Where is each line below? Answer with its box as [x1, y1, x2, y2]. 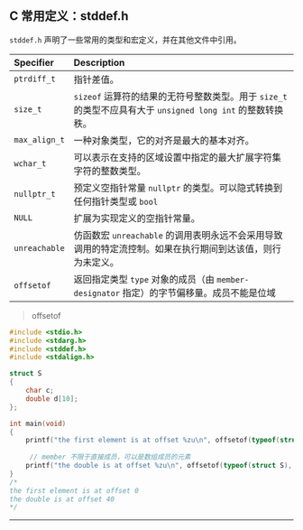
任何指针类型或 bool [73, 195, 159, 208]
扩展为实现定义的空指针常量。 [73, 211, 201, 224]
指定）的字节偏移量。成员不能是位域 [122, 286, 277, 299]
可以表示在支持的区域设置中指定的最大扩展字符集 [73, 151, 282, 163]
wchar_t [14, 158, 47, 169]
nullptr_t [14, 189, 56, 199]
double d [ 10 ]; [25, 394, 78, 404]
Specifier [14, 56, 54, 69]
